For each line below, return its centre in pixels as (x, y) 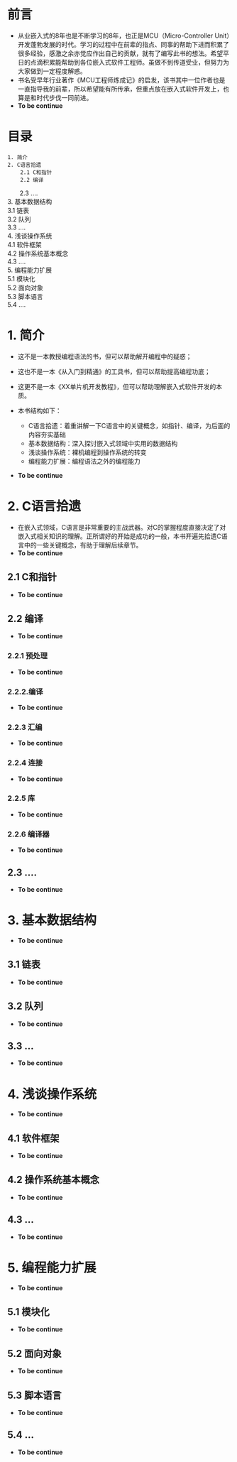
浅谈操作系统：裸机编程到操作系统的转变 (87, 452)
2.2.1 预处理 (28, 656)
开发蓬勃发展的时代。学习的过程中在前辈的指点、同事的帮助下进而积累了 (123, 44)
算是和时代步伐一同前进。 (55, 97)
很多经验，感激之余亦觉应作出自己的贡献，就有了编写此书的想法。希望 (120, 53)
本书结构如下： (39, 410)
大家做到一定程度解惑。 (52, 71)
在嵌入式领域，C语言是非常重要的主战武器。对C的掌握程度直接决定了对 (122, 527)
